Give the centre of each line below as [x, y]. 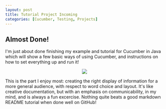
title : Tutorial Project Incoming [41, 14]
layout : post [19, 10]
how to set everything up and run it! [42, 62]
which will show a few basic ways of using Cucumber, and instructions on [82, 57]
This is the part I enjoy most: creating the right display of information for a [81, 81]
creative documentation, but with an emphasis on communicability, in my [81, 92]
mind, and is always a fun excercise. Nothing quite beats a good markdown [83, 97]
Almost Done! [27, 39]
